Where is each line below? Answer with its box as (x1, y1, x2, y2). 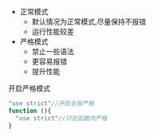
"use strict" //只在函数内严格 (15, 114, 108, 122)
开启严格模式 (8, 84, 50, 93)
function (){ (8, 107, 52, 115)
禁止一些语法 (31, 47, 74, 56)
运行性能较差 (31, 27, 74, 36)
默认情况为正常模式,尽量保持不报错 (31, 17, 146, 26)
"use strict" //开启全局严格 (8, 100, 94, 108)
